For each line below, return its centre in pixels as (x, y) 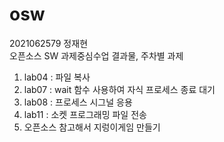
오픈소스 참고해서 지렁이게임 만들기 (92, 127)
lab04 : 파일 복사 (57, 77)
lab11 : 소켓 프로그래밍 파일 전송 (85, 114)
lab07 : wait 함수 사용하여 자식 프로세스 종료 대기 (119, 89)
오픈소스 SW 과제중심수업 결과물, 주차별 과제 (96, 55)
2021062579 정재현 (49, 43)
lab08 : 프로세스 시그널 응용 (78, 102)
